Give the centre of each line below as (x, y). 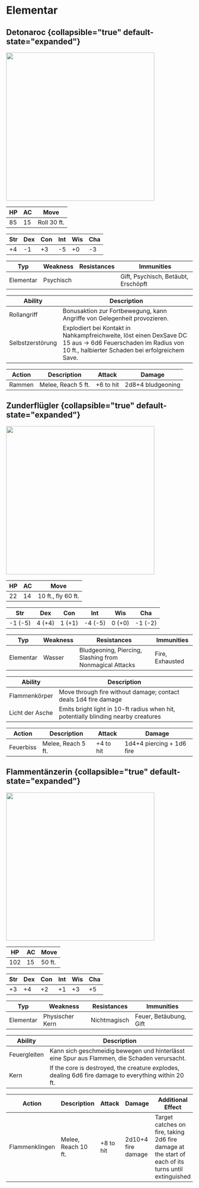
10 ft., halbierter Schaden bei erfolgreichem (123, 350)
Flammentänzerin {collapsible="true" (77, 772)
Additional (173, 1100)
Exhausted (170, 661)
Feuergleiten (27, 1055)
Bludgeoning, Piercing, (110, 650)
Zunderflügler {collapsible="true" (70, 406)
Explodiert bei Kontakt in (97, 328)
